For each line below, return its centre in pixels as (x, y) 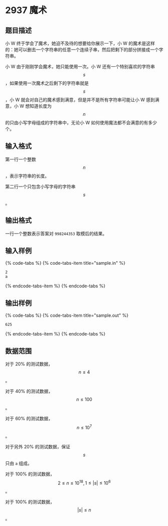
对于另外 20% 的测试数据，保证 (38, 446)
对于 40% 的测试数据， (29, 391)
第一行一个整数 (21, 159)
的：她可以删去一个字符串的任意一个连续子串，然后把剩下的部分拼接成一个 (82, 50)
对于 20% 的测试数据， (29, 364)
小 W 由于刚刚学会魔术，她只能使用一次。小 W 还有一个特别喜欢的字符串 (80, 66)
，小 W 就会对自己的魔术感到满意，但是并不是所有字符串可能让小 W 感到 (80, 100)
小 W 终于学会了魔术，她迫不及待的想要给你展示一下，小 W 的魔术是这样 (80, 43)
